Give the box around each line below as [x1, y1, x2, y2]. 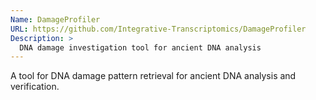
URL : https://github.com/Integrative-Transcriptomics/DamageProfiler [10, 24, 307, 34]
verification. [10, 81, 60, 93]
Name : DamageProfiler [10, 14, 101, 25]
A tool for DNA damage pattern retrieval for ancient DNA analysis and [10, 70, 297, 82]
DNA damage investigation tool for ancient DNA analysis [19, 42, 262, 53]
